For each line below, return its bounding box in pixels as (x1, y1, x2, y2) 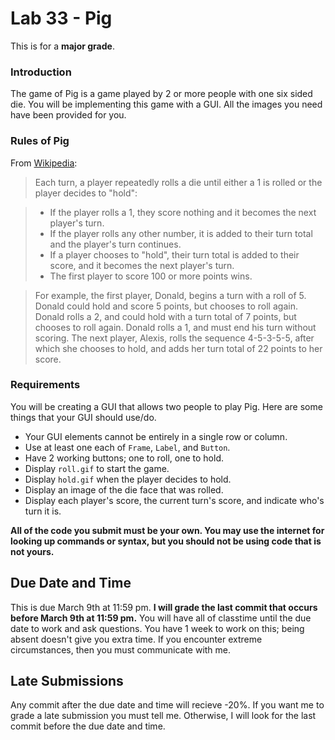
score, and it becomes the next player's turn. (49, 259, 235, 271)
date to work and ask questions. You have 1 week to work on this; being (10, 622, 305, 634)
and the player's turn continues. (49, 238, 182, 250)
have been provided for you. (10, 109, 127, 121)
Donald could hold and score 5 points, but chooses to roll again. (34, 300, 298, 312)
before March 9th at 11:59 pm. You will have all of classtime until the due (10, 612, 312, 624)
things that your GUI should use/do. (10, 411, 157, 423)
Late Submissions (10, 673, 124, 690)
